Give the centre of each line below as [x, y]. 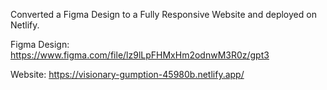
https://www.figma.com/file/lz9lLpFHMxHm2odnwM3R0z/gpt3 [140, 55]
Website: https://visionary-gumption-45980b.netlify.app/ [127, 74]
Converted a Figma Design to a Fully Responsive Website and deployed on [163, 14]
